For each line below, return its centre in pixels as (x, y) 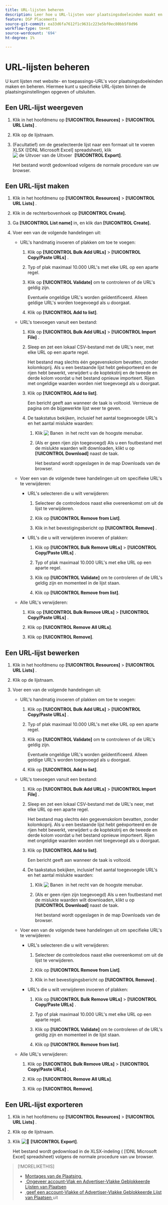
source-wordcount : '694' (31, 33)
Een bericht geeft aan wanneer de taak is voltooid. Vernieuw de (93, 403)
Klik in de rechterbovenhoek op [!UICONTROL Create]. (69, 213)
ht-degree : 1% (20, 38)
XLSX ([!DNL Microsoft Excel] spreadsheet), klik (62, 150)
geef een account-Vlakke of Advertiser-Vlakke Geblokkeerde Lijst (94, 1192)
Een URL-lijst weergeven (44, 108)
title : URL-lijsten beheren (35, 10)
